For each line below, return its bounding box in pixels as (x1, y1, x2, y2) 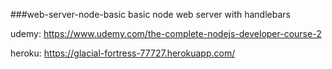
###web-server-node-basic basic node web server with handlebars (10, 9, 291, 20)
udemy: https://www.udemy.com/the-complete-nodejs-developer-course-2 (10, 28, 322, 39)
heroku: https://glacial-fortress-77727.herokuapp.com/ (10, 47, 236, 59)
